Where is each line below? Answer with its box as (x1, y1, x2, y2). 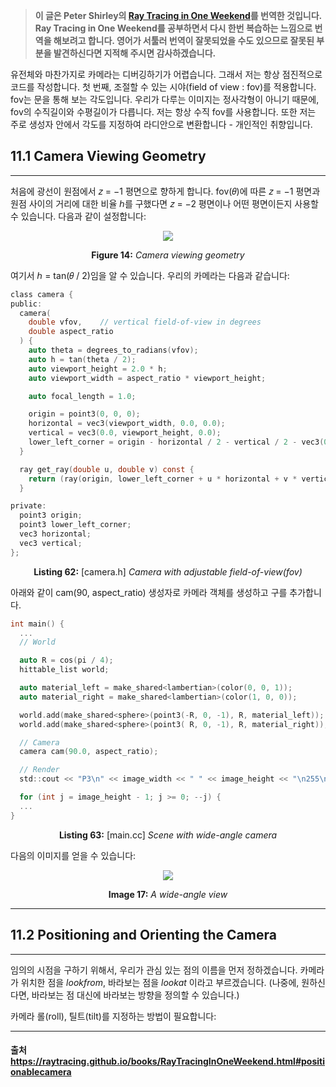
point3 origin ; (19, 510, 83, 521)
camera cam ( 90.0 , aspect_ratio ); (19, 747, 159, 757)
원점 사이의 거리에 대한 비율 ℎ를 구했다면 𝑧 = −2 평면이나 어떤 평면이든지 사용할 (10, 197, 320, 209)
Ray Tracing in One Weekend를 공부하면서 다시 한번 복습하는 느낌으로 (34, 22, 313, 34)
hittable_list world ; (19, 665, 110, 675)
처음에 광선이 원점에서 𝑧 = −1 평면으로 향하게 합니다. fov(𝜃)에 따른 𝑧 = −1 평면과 (10, 185, 321, 197)
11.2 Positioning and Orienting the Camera (10, 927, 277, 944)
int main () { (10, 619, 65, 629)
